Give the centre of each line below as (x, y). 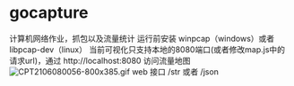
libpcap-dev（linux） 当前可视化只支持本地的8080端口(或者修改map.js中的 (147, 49)
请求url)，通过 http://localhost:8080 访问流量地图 (100, 60)
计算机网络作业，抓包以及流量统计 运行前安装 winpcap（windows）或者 (142, 38)
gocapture (49, 13)
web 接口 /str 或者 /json (175, 71)
